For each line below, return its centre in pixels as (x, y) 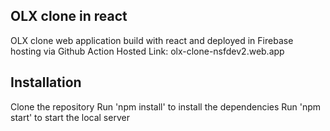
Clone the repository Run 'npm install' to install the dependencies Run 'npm (166, 106)
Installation (46, 82)
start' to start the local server (70, 117)
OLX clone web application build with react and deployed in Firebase (152, 40)
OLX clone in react (69, 16)
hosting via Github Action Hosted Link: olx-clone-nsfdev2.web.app (147, 51)
